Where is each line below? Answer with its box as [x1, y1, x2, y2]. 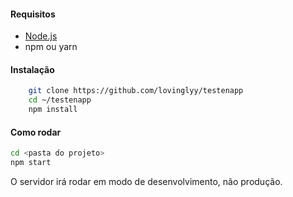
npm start [10, 158, 52, 168]
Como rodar [10, 126, 62, 138]
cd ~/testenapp [28, 95, 92, 105]
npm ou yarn [24, 41, 78, 53]
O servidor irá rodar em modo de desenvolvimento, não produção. [10, 175, 283, 187]
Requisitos [10, 8, 56, 20]
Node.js [24, 30, 58, 42]
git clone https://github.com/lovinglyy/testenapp [28, 86, 244, 96]
